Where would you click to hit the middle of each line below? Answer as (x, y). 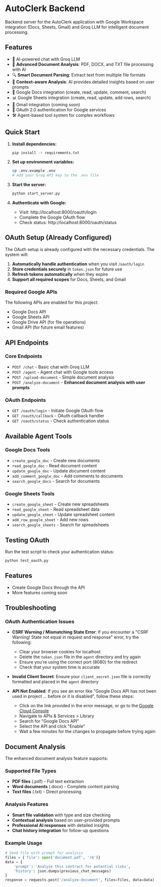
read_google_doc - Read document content (54, 465)
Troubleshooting (31, 608)
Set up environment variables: (43, 162)
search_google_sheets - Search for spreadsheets (60, 525)
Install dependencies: (34, 144)
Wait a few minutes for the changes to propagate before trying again (87, 731)
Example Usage (24, 843)
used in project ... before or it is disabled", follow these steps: (73, 697)
